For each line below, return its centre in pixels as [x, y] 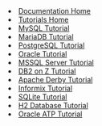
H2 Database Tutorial [53, 105]
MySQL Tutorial [44, 28]
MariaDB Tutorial [46, 37]
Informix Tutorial [46, 88]
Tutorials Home [44, 19]
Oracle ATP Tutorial [51, 114]
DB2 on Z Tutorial [47, 71]
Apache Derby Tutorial [56, 80]
